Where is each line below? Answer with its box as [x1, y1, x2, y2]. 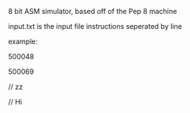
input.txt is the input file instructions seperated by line [8, 22, 182, 30]
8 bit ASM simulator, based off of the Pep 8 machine [8, 7, 177, 16]
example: [8, 37, 38, 46]
